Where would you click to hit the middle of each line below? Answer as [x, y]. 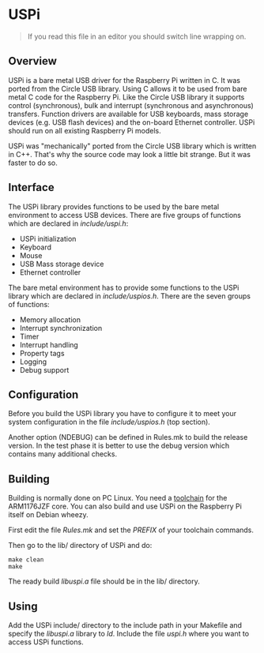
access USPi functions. [46, 642]
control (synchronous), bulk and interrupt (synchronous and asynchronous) [131, 105]
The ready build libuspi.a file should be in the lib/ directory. [104, 581]
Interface [31, 188]
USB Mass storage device [62, 264]
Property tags [42, 353]
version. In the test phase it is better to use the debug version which [119, 446]
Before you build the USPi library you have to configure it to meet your [123, 414]
